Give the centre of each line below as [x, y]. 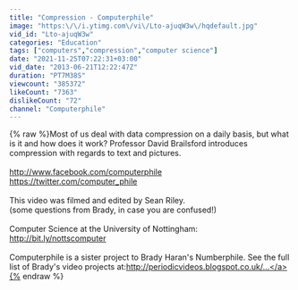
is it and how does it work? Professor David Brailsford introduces [128, 144]
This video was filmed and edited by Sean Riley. [98, 201]
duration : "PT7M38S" [48, 76]
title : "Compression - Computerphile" [81, 17]
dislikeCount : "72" [46, 100]
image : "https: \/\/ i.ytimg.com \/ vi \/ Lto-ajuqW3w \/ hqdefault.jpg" [133, 26]
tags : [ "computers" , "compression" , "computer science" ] [114, 51]
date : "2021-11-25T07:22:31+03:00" [76, 59]
